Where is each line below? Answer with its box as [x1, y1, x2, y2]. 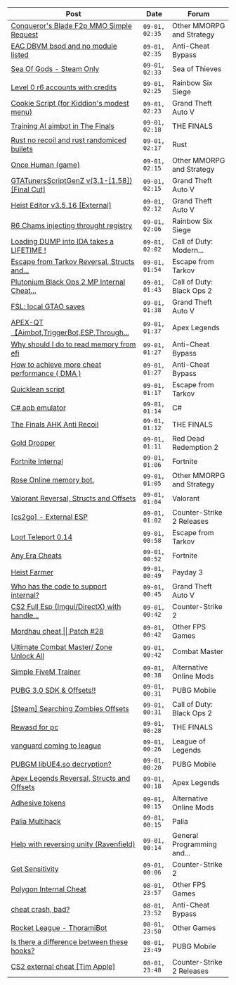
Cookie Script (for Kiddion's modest [11, 99, 129, 108]
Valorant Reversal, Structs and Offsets [11, 494, 136, 503]
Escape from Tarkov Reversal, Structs [11, 257, 135, 266]
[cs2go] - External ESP [11, 512, 88, 522]
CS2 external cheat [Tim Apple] [11, 962, 116, 971]
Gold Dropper [11, 438, 56, 448]
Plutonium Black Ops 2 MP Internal [11, 277, 126, 287]
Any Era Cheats [11, 551, 62, 560]
